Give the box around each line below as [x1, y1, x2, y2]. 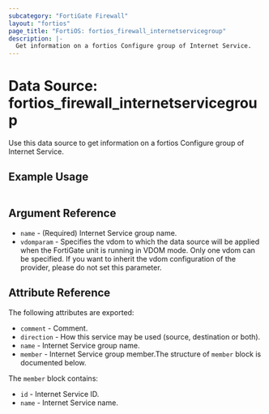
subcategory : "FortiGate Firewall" [8, 11, 129, 20]
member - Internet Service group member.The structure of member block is [19, 349, 262, 359]
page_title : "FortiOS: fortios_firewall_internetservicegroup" [8, 27, 227, 35]
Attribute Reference [8, 286, 111, 300]
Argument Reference [8, 207, 117, 220]
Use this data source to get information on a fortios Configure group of [8, 139, 245, 148]
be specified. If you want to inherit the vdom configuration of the [19, 254, 237, 263]
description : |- [8, 34, 63, 43]
